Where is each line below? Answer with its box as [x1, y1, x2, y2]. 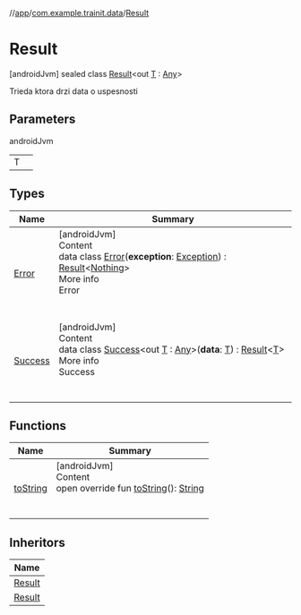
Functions [9, 418, 67, 433]
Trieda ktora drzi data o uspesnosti [9, 85, 139, 97]
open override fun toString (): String [56, 483, 204, 495]
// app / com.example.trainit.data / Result [9, 8, 150, 18]
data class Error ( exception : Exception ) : [58, 250, 227, 262]
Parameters [9, 112, 76, 127]
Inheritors [9, 534, 65, 550]
